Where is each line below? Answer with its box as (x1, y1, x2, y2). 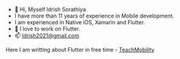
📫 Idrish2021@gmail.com (14, 32, 80, 39)
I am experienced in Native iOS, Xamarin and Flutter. (14, 19, 145, 26)
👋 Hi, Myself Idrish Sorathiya (14, 6, 86, 13)
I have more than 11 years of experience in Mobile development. (14, 12, 175, 19)
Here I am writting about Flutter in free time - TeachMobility (5, 46, 154, 53)
